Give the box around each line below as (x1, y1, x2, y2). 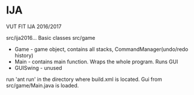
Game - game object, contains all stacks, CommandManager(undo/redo (14, 45, 189, 53)
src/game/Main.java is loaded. (6, 82, 79, 89)
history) (14, 52, 34, 59)
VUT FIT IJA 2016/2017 (6, 23, 62, 30)
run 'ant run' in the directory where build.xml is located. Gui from (6, 76, 162, 83)
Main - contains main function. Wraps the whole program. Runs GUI (14, 58, 178, 65)
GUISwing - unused (14, 64, 63, 71)
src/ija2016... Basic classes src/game (6, 34, 96, 41)
